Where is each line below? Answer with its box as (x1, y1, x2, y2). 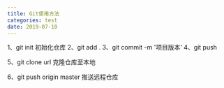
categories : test (7, 17, 58, 24)
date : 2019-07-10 (7, 23, 58, 30)
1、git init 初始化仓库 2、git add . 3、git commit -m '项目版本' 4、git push (7, 43, 218, 52)
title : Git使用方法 (7, 10, 60, 17)
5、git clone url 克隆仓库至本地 (7, 58, 96, 66)
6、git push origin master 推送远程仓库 (7, 73, 119, 81)
